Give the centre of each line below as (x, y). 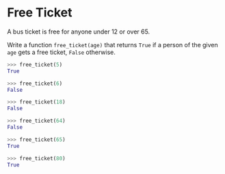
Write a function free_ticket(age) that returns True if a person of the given (113, 45)
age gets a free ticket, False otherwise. (62, 52)
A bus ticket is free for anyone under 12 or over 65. (79, 32)
